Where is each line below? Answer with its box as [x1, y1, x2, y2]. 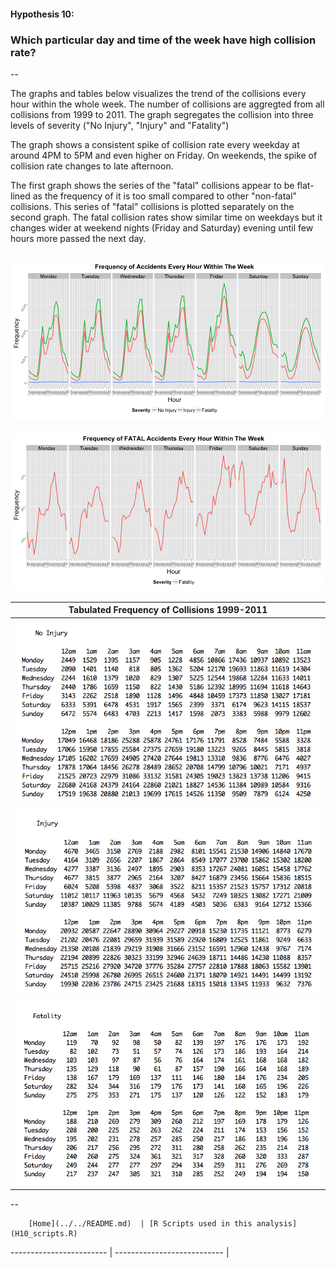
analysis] [256, 1218, 298, 1229]
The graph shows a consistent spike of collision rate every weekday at [10, 138, 300, 150]
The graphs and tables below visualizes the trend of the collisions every [10, 87, 307, 99]
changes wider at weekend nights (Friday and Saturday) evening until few [10, 221, 314, 234]
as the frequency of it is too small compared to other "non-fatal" [32, 190, 298, 202]
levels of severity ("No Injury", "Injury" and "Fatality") [10, 119, 230, 131]
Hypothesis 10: [10, 8, 75, 20]
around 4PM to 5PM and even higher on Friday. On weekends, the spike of [10, 149, 318, 161]
